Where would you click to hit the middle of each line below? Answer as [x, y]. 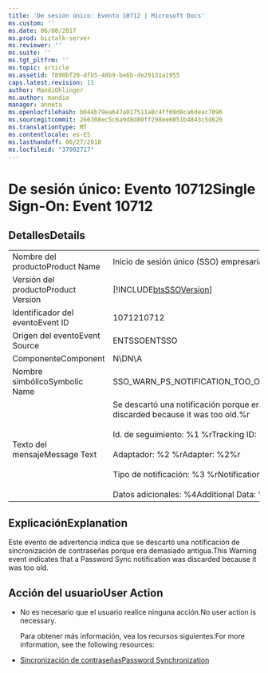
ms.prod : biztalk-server [49, 38]
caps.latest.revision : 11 [51, 82]
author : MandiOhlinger [46, 90]
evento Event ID [41, 323]
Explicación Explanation [68, 523]
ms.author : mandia [39, 98]
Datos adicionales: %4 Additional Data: [185, 495]
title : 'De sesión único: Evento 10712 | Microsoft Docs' [106, 16]
